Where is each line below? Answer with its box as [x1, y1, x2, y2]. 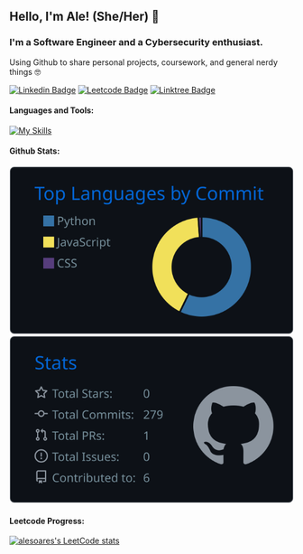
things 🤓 [9, 66, 41, 77]
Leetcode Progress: [9, 515, 85, 526]
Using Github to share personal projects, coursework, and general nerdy [9, 56, 278, 68]
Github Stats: [9, 146, 60, 156]
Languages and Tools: [9, 105, 95, 116]
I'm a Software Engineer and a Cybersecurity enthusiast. [9, 36, 263, 49]
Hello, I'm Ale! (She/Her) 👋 [9, 9, 160, 24]
